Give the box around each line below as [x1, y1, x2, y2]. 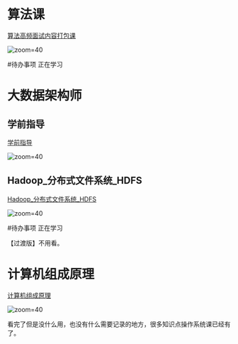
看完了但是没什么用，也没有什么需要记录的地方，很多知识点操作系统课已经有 [7, 320, 231, 328]
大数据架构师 [7, 88, 83, 104]
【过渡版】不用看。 [7, 238, 64, 247]
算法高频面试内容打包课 [7, 31, 76, 40]
